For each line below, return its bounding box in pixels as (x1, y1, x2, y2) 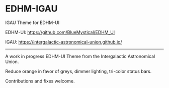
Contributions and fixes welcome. (5, 78, 75, 84)
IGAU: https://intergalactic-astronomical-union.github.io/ (5, 38, 122, 45)
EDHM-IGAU (5, 3, 58, 14)
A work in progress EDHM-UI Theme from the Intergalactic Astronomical (5, 53, 155, 59)
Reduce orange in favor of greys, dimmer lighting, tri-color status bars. (5, 68, 152, 74)
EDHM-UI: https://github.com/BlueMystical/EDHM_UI (5, 29, 115, 35)
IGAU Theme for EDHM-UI (5, 19, 60, 25)
